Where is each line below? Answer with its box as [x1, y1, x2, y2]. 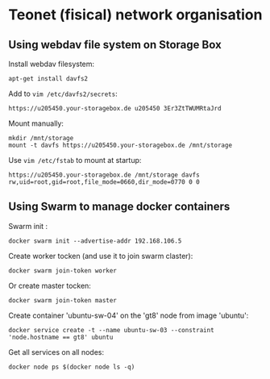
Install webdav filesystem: [8, 59, 95, 69]
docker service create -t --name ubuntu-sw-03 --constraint [8, 326, 215, 334]
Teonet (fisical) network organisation [8, 6, 263, 24]
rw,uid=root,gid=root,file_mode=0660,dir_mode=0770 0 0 [8, 178, 200, 186]
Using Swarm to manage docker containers [8, 200, 231, 214]
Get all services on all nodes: [8, 347, 105, 356]
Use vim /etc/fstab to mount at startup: [8, 156, 142, 165]
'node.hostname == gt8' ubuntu [8, 333, 114, 341]
